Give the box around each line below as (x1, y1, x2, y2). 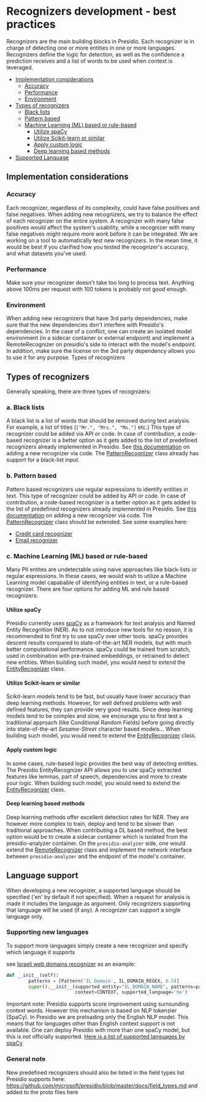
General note (6, 1055, 46, 1063)
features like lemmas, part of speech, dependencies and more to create (6, 773, 188, 780)
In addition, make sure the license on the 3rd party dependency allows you (6, 347, 195, 355)
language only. (6, 912, 44, 920)
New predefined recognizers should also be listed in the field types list (6, 1069, 185, 1076)
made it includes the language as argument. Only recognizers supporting (6, 900, 191, 907)
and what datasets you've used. (6, 250, 87, 257)
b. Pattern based (6, 471, 57, 480)
